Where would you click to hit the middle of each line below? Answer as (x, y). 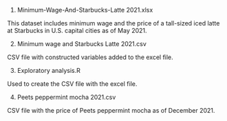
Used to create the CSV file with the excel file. (72, 84)
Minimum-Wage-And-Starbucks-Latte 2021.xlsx (85, 10)
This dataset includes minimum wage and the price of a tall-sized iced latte (113, 23)
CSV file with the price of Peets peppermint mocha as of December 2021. (111, 110)
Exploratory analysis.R (49, 70)
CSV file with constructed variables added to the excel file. (90, 57)
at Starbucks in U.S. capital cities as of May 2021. (77, 31)
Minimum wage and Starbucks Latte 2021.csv (82, 44)
